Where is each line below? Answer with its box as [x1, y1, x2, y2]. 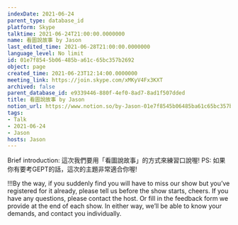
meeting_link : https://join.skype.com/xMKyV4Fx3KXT [7, 76, 163, 84]
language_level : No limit [7, 50, 84, 57]
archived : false [7, 83, 55, 90]
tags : [7, 109, 23, 116]
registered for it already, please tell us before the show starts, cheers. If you [7, 187, 229, 195]
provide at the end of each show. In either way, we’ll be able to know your [7, 202, 222, 210]
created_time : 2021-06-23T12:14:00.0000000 [7, 70, 138, 77]
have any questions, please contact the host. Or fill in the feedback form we [7, 194, 229, 203]
